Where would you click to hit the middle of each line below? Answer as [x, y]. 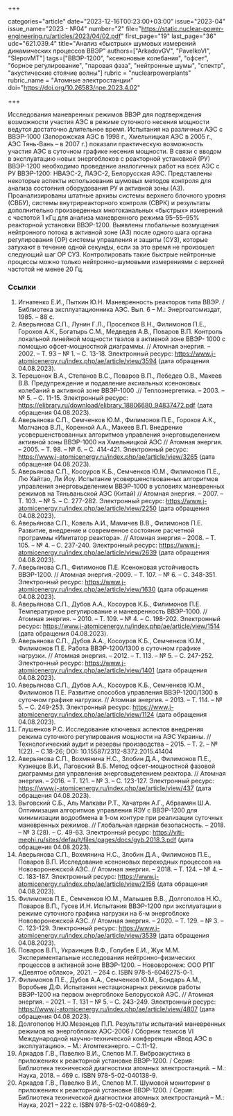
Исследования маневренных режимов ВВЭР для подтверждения [105, 114]
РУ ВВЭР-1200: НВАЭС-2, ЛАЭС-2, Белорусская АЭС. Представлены [110, 173]
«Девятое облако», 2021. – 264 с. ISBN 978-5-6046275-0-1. [106, 973]
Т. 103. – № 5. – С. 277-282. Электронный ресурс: [91, 501]
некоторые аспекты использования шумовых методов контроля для [110, 181]
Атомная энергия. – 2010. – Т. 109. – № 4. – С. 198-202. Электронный [119, 619]
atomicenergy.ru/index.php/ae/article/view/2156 [86, 884]
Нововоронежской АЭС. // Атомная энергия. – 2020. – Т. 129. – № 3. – [121, 921]
